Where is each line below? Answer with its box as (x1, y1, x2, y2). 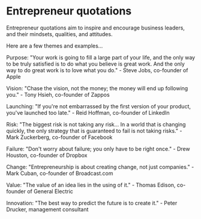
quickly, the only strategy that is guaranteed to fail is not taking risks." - (6, 127, 182, 134)
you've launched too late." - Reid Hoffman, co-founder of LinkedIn (6, 109, 170, 116)
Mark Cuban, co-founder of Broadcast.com (6, 170, 113, 177)
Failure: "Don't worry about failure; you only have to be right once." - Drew (6, 145, 190, 152)
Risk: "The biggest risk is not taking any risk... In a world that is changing (6, 120, 186, 128)
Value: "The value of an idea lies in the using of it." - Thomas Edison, (6, 181, 176, 188)
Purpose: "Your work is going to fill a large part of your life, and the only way (6, 54, 196, 61)
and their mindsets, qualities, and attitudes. (6, 30, 113, 37)
